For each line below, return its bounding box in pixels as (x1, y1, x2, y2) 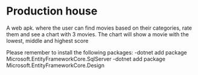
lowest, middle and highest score (6, 37, 89, 44)
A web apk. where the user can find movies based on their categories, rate (6, 24, 192, 31)
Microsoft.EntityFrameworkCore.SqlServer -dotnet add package (6, 55, 166, 62)
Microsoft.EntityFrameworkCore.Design (6, 62, 104, 69)
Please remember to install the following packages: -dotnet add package (6, 48, 187, 56)
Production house (6, 4, 98, 18)
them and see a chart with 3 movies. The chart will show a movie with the (6, 30, 189, 37)
